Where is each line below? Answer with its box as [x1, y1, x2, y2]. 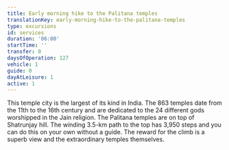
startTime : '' [7, 42, 48, 49]
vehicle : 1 [7, 61, 38, 68]
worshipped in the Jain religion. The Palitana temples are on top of [7, 114, 195, 122]
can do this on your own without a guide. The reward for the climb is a [7, 128, 205, 136]
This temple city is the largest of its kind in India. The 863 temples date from [7, 99, 223, 107]
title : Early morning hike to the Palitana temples [7, 10, 158, 17]
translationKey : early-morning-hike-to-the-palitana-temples [7, 16, 186, 23]
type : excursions [7, 23, 57, 29]
